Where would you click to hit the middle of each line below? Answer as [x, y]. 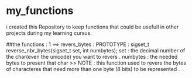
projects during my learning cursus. [49, 33]
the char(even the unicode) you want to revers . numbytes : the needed [92, 56]
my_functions [40, 11]
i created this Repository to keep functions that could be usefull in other [92, 27]
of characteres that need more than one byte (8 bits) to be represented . [93, 69]
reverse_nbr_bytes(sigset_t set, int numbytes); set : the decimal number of [96, 50]
